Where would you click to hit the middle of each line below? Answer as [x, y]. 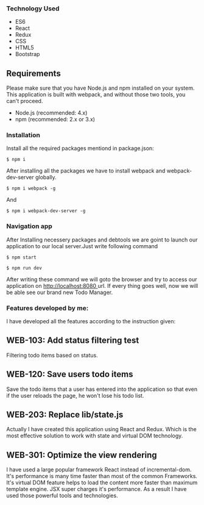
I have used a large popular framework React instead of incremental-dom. [99, 470]
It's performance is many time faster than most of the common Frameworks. [102, 476]
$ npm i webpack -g [31, 188]
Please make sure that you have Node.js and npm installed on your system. [100, 88]
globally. [46, 177]
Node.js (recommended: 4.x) [51, 113]
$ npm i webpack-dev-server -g [46, 211]
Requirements [33, 73]
